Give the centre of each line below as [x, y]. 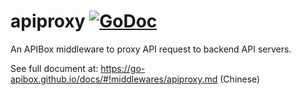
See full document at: [54, 68]
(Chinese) [240, 79]
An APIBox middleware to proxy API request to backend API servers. [151, 49]
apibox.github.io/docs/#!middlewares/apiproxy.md [114, 79]
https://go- [123, 68]
